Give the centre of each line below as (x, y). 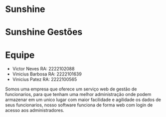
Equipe (20, 55)
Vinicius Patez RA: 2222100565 (45, 79)
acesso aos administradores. (35, 110)
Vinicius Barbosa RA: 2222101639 (47, 74)
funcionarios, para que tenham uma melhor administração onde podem (78, 94)
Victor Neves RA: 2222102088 (43, 69)
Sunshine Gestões (44, 32)
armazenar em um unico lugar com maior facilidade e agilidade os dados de (83, 100)
